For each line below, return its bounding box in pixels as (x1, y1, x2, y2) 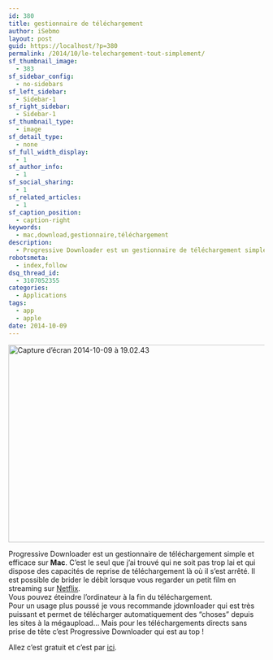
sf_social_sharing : (8, 178, 75, 187)
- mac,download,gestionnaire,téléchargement (15, 231, 169, 240)
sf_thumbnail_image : (8, 58, 79, 66)
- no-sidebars (15, 80, 63, 88)
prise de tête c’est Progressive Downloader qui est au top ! (8, 627, 205, 636)
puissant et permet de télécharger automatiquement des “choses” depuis (8, 609, 254, 619)
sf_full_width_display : (8, 148, 89, 156)
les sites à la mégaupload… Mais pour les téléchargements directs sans (8, 618, 248, 627)
